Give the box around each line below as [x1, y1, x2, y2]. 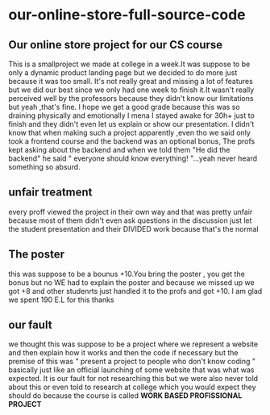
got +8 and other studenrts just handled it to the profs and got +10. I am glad [8, 286, 263, 296]
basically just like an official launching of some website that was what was [8, 365, 255, 375]
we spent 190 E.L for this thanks [8, 295, 114, 304]
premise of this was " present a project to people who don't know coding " [8, 357, 256, 367]
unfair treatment [8, 186, 93, 199]
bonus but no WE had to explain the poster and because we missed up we [8, 277, 255, 287]
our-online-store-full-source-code [8, 6, 246, 24]
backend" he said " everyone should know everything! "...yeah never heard [8, 153, 258, 163]
